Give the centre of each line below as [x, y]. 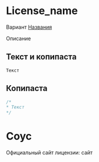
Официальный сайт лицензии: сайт [49, 153]
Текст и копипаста [41, 57]
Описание [18, 38]
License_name [42, 11]
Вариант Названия [29, 27]
